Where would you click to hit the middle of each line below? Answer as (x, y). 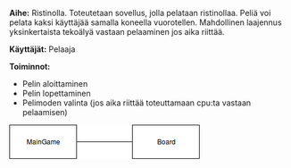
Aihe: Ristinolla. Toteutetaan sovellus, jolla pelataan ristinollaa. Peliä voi (140, 13)
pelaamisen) (45, 112)
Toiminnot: (30, 67)
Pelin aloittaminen (55, 84)
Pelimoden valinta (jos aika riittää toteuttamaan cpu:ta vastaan (137, 103)
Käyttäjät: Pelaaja (42, 49)
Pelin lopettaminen (56, 93)
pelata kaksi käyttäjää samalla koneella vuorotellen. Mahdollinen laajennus (146, 22)
